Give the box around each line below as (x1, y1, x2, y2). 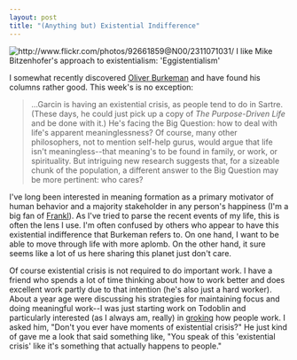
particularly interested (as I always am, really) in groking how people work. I (9, 312, 285, 323)
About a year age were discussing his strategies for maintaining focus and (9, 293, 280, 304)
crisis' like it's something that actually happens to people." (9, 340, 223, 351)
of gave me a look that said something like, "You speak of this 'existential (9, 331, 277, 341)
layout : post (9, 12, 58, 22)
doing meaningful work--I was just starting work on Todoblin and (9, 302, 246, 313)
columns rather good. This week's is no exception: (9, 82, 193, 92)
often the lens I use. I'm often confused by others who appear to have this (9, 219, 279, 231)
